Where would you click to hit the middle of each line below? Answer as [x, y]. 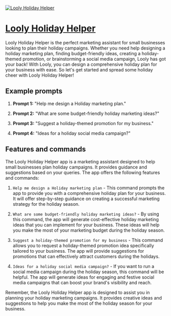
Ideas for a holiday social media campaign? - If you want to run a [83, 266]
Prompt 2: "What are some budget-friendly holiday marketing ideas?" [86, 113]
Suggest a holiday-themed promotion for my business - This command [88, 240]
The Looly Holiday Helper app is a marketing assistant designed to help [80, 161]
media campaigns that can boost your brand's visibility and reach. [82, 282]
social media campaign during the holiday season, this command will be [88, 272]
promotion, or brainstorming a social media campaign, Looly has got [94, 59]
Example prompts [34, 91]
